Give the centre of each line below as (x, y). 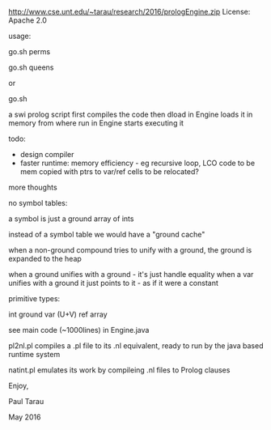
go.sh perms (30, 51)
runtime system (34, 354)
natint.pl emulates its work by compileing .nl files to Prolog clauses (119, 370)
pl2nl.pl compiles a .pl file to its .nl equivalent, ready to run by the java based (136, 346)
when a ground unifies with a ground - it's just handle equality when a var (131, 274)
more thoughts (33, 187)
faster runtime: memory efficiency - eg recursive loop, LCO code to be (138, 163)
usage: (20, 36)
